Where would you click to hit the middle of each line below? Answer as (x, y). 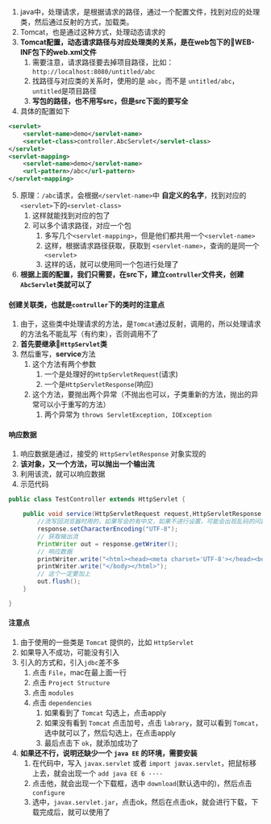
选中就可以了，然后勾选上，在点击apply (110, 733)
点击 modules (53, 693)
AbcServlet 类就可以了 (56, 284)
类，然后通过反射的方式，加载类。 (77, 22)
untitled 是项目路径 (64, 91)
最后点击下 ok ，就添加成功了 (91, 743)
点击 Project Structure (71, 682)
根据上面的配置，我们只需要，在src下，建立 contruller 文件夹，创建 (132, 274)
